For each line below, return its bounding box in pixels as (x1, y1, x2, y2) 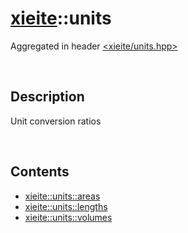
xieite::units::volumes (24, 211, 113, 223)
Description (10, 88, 85, 106)
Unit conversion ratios (10, 115, 102, 127)
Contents (10, 163, 70, 181)
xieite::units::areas (24, 190, 101, 202)
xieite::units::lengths (24, 200, 108, 212)
